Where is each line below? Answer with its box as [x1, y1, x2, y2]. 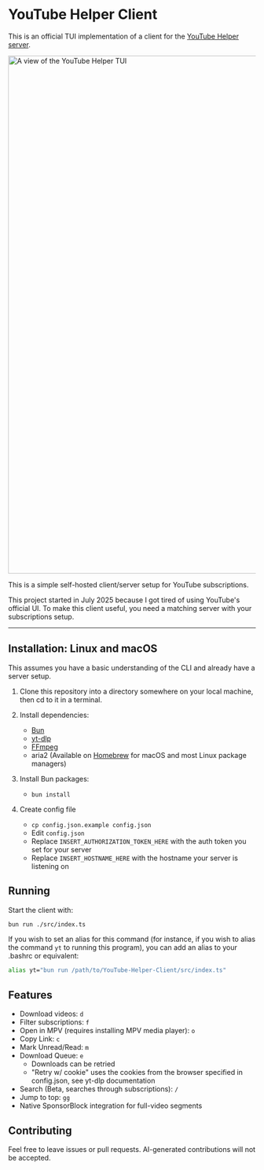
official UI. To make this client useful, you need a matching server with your [8, 603, 252, 613]
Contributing [8, 1124, 72, 1137]
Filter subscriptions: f [19, 1017, 90, 1027]
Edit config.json [31, 828, 85, 837]
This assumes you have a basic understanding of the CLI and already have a [8, 663, 255, 672]
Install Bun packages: [19, 774, 90, 783]
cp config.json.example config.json [31, 821, 152, 829]
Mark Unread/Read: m [19, 1043, 89, 1052]
